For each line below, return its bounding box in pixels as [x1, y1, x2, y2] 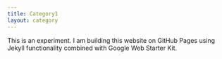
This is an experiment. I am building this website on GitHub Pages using [7, 36, 216, 44]
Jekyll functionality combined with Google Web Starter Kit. [7, 44, 178, 52]
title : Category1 [7, 10, 58, 18]
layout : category [7, 17, 58, 24]
